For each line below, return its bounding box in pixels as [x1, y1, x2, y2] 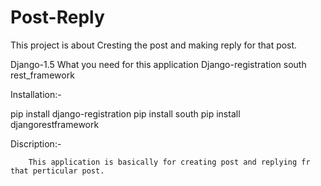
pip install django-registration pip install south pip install [10, 107, 241, 120]
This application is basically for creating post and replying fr [28, 157, 311, 167]
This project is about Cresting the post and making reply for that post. [10, 39, 298, 51]
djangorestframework [10, 118, 100, 130]
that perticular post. [10, 166, 105, 176]
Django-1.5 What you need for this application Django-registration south [10, 58, 307, 70]
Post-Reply [10, 6, 105, 29]
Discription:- [10, 137, 62, 150]
